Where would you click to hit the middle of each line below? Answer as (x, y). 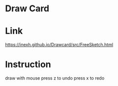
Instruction (28, 65)
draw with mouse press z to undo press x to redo (55, 78)
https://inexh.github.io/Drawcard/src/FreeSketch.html (59, 45)
